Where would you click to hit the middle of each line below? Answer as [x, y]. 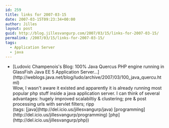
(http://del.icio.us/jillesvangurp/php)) [51, 120]
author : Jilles [21, 24]
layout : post [19, 29]
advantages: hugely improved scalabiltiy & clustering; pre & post [79, 98]
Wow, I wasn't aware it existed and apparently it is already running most [87, 88]
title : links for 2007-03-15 [36, 15]
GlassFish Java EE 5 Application [46, 72]
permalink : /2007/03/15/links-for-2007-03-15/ [55, 38]
